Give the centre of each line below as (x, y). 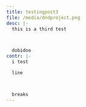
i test (20, 62)
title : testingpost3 (33, 12)
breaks (20, 94)
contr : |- (19, 56)
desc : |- (17, 23)
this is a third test (39, 29)
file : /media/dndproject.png (43, 18)
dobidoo (22, 50)
